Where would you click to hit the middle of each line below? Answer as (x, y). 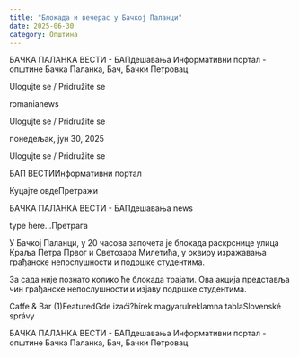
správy (22, 316)
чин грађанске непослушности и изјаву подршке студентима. (128, 289)
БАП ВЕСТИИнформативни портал (75, 174)
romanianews (35, 104)
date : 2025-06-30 (42, 26)
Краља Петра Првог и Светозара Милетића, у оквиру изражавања (138, 253)
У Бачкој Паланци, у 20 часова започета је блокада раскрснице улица (145, 243)
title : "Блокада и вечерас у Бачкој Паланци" (96, 17)
